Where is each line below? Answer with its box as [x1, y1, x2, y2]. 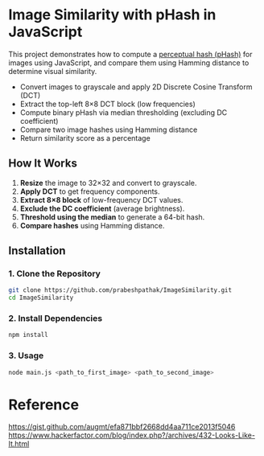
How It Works [8, 157, 78, 170]
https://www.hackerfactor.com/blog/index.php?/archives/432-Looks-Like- [8, 430, 256, 440]
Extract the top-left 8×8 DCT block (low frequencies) [19, 99, 196, 109]
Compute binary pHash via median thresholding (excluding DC [19, 107, 228, 117]
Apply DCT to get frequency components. [19, 187, 160, 196]
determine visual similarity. [8, 66, 97, 76]
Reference [8, 396, 79, 413]
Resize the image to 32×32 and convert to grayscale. [19, 178, 197, 187]
